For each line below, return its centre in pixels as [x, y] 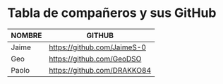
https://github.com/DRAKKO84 [100, 70]
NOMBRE [26, 35]
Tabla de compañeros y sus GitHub [112, 13]
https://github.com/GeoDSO [95, 59]
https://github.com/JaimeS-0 [98, 47]
